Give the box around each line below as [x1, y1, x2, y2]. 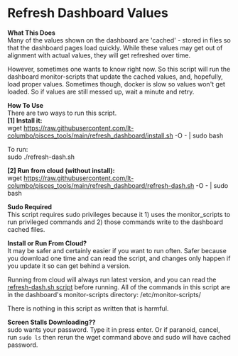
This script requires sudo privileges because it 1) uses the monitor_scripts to [7, 210, 231, 218]
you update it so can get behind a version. [7, 261, 131, 270]
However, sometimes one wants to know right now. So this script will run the [7, 65, 231, 73]
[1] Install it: [7, 116, 43, 125]
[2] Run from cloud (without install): [7, 166, 115, 174]
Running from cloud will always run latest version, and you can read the [7, 275, 217, 284]
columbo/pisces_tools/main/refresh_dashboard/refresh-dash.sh [7, 181, 195, 189]
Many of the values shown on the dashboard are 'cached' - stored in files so [7, 35, 231, 44]
